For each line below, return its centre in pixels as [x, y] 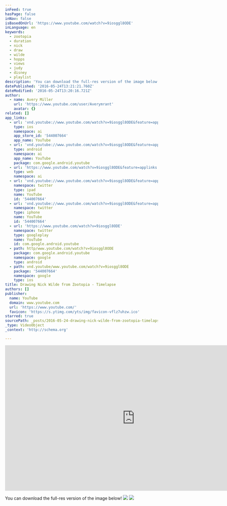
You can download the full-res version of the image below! [64, 498]
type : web [24, 172]
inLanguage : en [20, 28]
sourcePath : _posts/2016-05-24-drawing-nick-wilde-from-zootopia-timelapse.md [87, 321]
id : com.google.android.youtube [46, 244]
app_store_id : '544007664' [41, 136]
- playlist [20, 77]
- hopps [17, 59]
